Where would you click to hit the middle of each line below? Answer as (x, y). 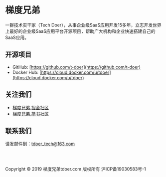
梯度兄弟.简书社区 (30, 114)
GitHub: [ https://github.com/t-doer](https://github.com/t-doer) (77, 67)
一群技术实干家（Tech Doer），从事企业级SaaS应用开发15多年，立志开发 (79, 25)
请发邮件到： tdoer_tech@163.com (40, 144)
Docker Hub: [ (27, 72)
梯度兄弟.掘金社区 (30, 107)
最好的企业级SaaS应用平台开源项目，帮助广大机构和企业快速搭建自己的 (82, 31)
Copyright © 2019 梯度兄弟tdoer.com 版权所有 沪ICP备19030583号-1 (76, 169)
